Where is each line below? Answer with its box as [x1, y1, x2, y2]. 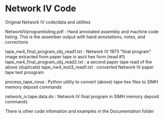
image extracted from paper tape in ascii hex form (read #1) [5, 53, 125, 59]
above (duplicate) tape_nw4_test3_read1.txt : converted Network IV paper [5, 64, 154, 70]
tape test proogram [5, 69, 44, 75]
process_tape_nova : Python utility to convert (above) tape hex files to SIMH [5, 79, 158, 85]
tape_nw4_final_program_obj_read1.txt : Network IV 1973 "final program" [5, 48, 152, 54]
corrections [5, 39, 28, 45]
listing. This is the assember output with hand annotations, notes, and [5, 34, 145, 40]
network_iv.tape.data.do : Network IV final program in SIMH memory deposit [5, 94, 159, 99]
